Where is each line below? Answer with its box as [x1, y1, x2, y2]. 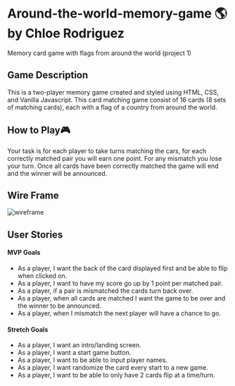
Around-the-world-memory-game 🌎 [7, 6, 227, 22]
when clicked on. [17, 271, 68, 279]
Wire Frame [7, 189, 60, 201]
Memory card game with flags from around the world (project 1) [7, 49, 192, 57]
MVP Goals [7, 248, 41, 257]
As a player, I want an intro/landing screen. [17, 341, 142, 349]
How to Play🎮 [7, 124, 71, 136]
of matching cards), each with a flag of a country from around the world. [7, 103, 217, 111]
